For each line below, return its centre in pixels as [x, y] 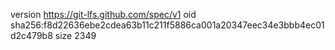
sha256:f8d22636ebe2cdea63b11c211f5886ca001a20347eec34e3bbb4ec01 [167, 25]
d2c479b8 [31, 35]
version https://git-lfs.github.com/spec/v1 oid [103, 14]
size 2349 [75, 35]
